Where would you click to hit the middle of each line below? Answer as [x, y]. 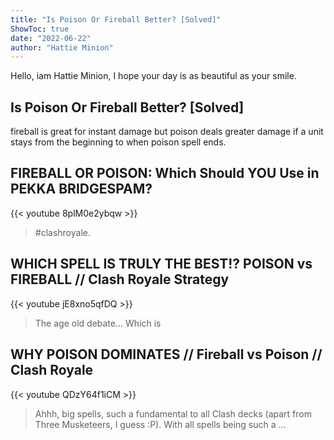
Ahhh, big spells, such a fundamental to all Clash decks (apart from [173, 413]
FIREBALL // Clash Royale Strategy [120, 279]
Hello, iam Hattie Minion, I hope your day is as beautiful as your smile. [153, 76]
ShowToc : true [40, 29]
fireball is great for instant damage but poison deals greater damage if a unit [167, 132]
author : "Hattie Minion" [62, 47]
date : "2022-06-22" [51, 38]
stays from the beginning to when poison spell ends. [118, 142]
